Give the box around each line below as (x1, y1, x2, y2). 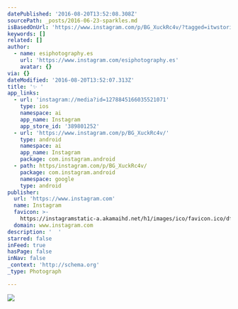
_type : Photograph (7, 268, 62, 275)
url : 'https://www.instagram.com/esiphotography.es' (20, 57, 179, 64)
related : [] (7, 37, 42, 44)
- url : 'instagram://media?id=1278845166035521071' (13, 97, 170, 104)
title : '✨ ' (7, 83, 44, 90)
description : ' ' (7, 228, 62, 235)
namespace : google (20, 175, 74, 183)
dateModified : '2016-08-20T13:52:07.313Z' (7, 76, 135, 84)
